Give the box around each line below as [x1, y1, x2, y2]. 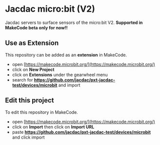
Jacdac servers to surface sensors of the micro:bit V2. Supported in [5, 20, 143, 25]
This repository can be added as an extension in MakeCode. [5, 52, 127, 58]
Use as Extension [5, 39, 59, 47]
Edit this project [5, 96, 54, 104]
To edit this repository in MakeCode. [5, 109, 78, 115]
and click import [12, 134, 45, 140]
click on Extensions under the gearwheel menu [12, 72, 108, 78]
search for [12, 77, 33, 83]
